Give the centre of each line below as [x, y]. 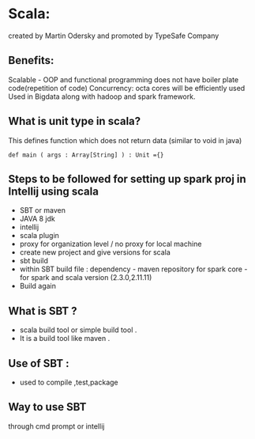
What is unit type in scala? [75, 121]
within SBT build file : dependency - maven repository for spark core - [133, 269]
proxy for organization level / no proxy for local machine [111, 244]
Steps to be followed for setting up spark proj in [127, 179]
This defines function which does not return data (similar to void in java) [125, 140]
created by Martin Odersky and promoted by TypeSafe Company [114, 36]
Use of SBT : [39, 363]
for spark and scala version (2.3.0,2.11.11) [86, 278]
